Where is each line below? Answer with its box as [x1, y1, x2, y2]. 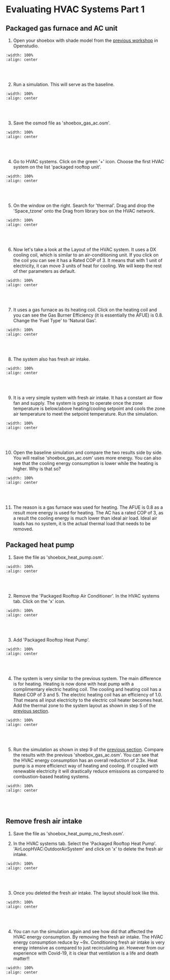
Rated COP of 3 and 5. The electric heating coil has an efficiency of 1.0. [13, 691, 162, 698]
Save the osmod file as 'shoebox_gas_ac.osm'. [13, 120, 111, 126]
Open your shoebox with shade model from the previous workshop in [13, 37, 158, 43]
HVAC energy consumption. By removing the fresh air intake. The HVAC [13, 934, 163, 940]
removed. [13, 526, 33, 532]
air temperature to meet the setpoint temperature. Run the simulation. [13, 411, 158, 417]
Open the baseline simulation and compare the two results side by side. [13, 450, 163, 455]
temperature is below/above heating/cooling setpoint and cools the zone [13, 405, 165, 411]
